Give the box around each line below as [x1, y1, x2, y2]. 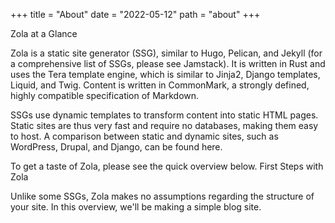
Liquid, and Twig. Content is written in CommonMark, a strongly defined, [10, 79, 310, 91]
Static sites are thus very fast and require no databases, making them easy [10, 120, 319, 131]
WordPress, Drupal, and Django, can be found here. [10, 141, 223, 153]
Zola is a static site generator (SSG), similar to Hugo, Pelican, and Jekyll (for [10, 47, 323, 59]
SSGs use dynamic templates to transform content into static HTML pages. [10, 109, 319, 121]
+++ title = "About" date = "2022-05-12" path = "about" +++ [10, 9, 261, 20]
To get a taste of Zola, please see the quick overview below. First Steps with [10, 160, 324, 172]
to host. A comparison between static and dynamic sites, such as [10, 130, 279, 142]
